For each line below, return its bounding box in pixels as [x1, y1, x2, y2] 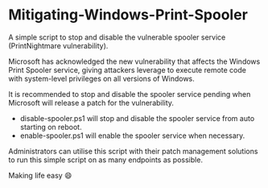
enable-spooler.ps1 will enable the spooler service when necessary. [19, 131, 245, 140]
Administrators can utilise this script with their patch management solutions [8, 146, 258, 156]
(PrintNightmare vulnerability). [8, 40, 109, 50]
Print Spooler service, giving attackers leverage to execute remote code [8, 65, 247, 74]
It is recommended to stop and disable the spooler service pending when [8, 89, 251, 98]
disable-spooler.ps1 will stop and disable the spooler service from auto [19, 113, 255, 123]
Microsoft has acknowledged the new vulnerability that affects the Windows [8, 56, 261, 66]
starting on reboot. [19, 122, 82, 132]
